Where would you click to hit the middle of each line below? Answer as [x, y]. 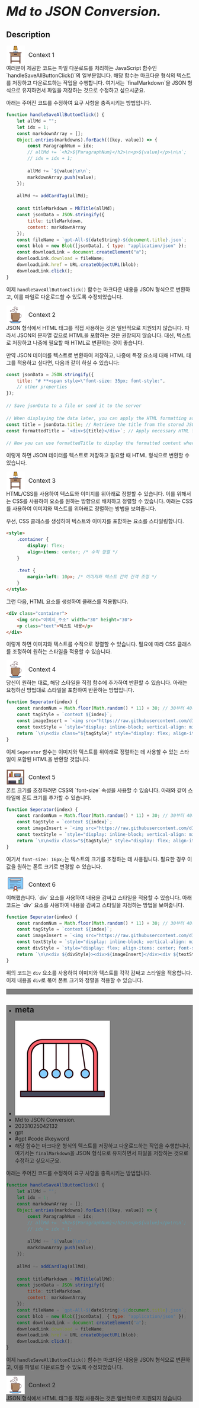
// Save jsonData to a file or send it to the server [74, 406]
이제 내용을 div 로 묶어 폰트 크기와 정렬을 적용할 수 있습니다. [75, 980]
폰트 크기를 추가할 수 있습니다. [57, 797]
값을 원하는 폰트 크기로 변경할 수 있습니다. [54, 866]
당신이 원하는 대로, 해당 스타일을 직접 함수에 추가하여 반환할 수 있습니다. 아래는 [97, 683]
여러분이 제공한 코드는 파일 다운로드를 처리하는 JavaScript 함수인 [81, 68]
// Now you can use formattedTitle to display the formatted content [94, 443]
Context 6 [42, 884]
